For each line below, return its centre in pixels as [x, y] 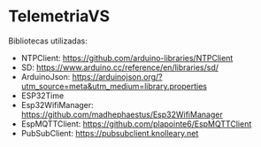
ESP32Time [42, 96]
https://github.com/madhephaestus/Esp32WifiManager [122, 114]
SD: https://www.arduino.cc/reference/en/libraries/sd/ [119, 67]
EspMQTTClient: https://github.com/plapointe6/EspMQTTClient [136, 124]
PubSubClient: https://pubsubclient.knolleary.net [110, 133]
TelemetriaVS [59, 16]
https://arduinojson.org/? [117, 76]
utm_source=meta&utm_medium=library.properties [114, 86]
